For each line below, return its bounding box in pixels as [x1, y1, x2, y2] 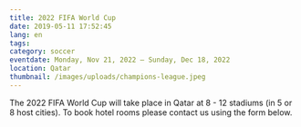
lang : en [9, 30, 43, 39]
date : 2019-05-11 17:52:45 [9, 22, 112, 31]
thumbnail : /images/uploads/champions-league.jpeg [9, 73, 206, 82]
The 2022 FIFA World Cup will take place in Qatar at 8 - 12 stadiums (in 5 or [9, 97, 293, 108]
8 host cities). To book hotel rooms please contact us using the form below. [9, 106, 293, 118]
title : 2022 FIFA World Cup [9, 13, 117, 23]
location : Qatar [9, 64, 71, 73]
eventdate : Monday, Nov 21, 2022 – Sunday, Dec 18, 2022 [9, 55, 231, 64]
